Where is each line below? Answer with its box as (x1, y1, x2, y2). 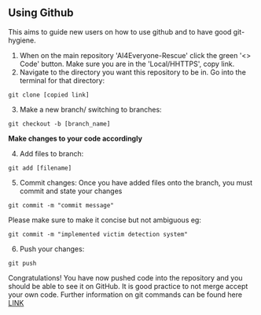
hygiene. (8, 35, 37, 45)
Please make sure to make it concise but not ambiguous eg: (8, 215, 202, 225)
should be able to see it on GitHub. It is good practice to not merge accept (8, 281, 248, 291)
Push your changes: (19, 244, 85, 254)
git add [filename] (8, 164, 72, 172)
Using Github (8, 6, 74, 20)
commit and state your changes (19, 186, 123, 196)
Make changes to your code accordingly (8, 134, 143, 143)
